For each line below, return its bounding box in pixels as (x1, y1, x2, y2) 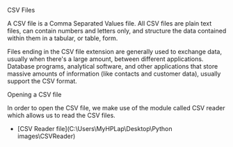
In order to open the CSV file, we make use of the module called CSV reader (7, 104, 225, 112)
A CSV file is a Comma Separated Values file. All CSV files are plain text (7, 19, 212, 27)
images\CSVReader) (17, 132, 76, 140)
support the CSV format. (7, 77, 78, 85)
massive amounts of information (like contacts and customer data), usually (7, 69, 221, 78)
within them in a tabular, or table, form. (7, 34, 118, 42)
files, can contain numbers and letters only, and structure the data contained (7, 27, 227, 35)
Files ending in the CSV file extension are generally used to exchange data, (7, 48, 223, 55)
